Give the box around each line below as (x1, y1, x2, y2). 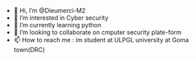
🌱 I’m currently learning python (13, 21, 102, 29)
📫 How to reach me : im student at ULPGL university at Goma (13, 36, 189, 44)
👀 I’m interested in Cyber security (13, 14, 109, 22)
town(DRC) (13, 46, 45, 54)
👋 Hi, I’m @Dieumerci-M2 (13, 7, 86, 14)
